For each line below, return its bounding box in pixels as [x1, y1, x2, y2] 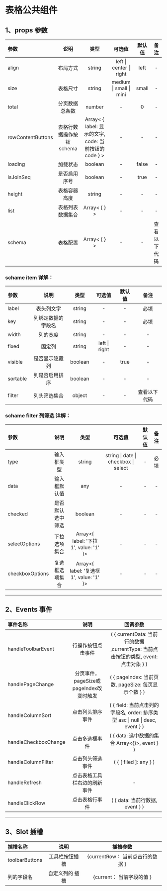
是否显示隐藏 [33, 355, 64, 362]
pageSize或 [74, 678, 101, 685]
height [7, 191, 23, 197]
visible [7, 359, 23, 366]
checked [7, 510, 28, 517]
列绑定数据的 [33, 314, 64, 321]
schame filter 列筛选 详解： [5, 412, 71, 419]
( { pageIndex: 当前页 [109, 674, 159, 681]
